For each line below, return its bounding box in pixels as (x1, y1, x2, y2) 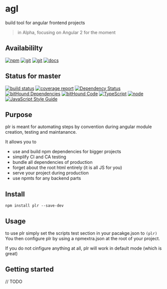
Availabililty (5, 44, 43, 53)
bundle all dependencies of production (12, 159, 93, 165)
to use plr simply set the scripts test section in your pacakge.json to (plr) (5, 230, 157, 236)
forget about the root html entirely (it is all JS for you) (12, 164, 122, 171)
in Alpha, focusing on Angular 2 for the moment (17, 29, 116, 35)
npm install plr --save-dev (5, 203, 64, 209)
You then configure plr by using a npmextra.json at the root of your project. (5, 236, 160, 241)
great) (5, 251, 18, 256)
